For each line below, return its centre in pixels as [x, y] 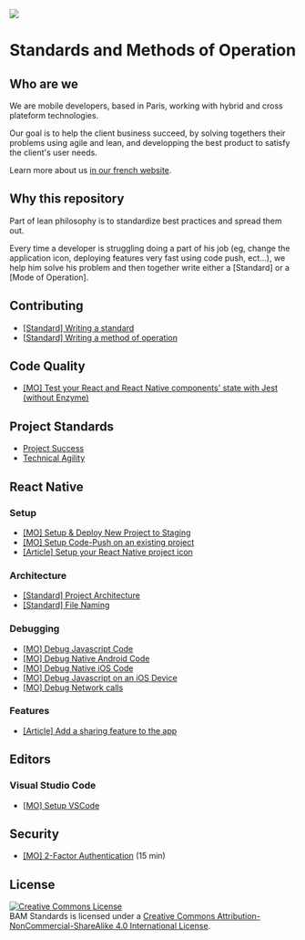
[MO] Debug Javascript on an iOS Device [100, 677]
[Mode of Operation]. [49, 277]
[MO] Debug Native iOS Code [78, 668]
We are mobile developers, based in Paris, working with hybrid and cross [147, 106]
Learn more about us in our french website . [91, 170]
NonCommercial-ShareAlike [61, 926]
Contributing [46, 306]
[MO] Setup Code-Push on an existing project [108, 542]
